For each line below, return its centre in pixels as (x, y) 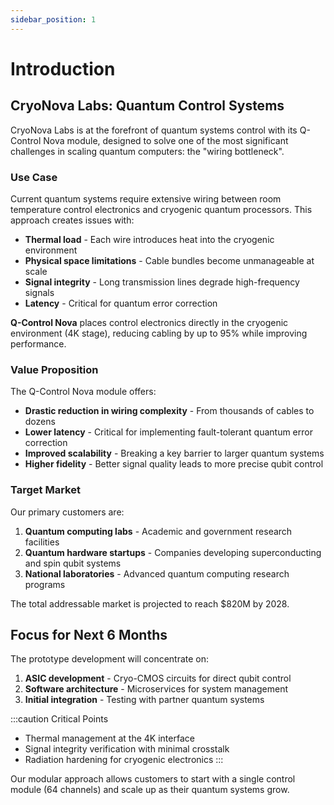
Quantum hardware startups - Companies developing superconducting (173, 552)
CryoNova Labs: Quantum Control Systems (147, 106)
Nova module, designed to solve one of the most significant (166, 140)
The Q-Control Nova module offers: (83, 392)
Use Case (34, 177)
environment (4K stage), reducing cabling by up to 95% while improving (159, 333)
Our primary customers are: (67, 512)
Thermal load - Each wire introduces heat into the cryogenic (149, 239)
